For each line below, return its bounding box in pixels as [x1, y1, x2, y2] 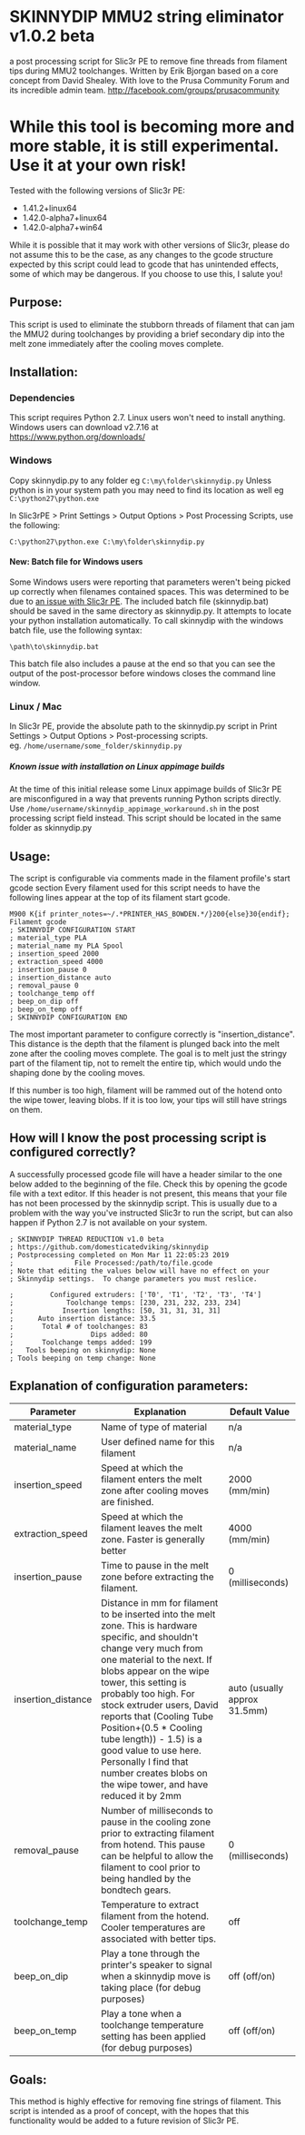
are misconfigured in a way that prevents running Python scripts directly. [9, 793, 281, 804]
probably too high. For [101, 1687, 195, 1699]
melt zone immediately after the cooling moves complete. [9, 338, 224, 349]
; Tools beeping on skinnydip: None [9, 1345, 156, 1354]
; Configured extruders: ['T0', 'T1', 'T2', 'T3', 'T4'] [9, 1290, 261, 1299]
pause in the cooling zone [101, 1815, 212, 1828]
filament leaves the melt [101, 1521, 203, 1534]
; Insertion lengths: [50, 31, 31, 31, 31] [9, 1305, 221, 1315]
